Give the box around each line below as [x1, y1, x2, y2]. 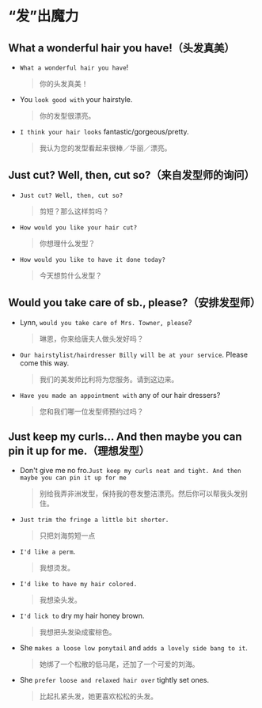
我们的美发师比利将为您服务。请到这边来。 [39, 374, 179, 384]
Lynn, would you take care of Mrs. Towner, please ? [19, 317, 192, 327]
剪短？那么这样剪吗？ [39, 206, 109, 216]
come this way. [19, 358, 70, 368]
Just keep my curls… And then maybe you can [8, 430, 243, 444]
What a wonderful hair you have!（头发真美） [8, 41, 235, 55]
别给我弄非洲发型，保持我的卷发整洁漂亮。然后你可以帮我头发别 [39, 489, 248, 498]
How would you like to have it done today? [19, 256, 166, 263]
